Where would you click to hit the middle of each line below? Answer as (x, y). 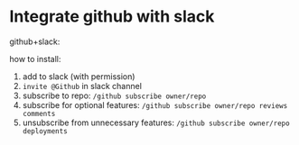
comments (39, 113)
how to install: (35, 59)
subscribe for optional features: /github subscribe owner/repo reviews (155, 104)
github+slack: (35, 41)
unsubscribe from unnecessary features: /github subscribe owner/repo (156, 122)
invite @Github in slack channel (82, 86)
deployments (45, 131)
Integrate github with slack (112, 17)
